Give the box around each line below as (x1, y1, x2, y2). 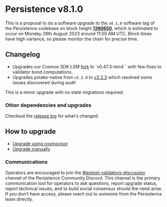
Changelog (5, 50, 40, 59)
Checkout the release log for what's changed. (5, 113, 99, 119)
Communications (5, 158, 48, 165)
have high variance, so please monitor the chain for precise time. (5, 36, 139, 42)
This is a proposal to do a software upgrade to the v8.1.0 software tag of (5, 20, 155, 26)
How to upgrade (5, 127, 56, 136)
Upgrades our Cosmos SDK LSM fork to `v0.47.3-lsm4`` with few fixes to (12, 63, 162, 69)
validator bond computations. (12, 69, 73, 75)
